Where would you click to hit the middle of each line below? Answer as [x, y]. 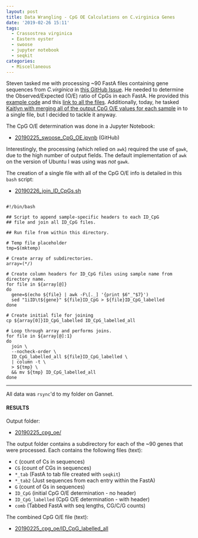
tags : [13, 28]
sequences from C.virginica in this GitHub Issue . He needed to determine [95, 90]
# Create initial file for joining [50, 316]
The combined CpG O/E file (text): [47, 517]
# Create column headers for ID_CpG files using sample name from [89, 274]
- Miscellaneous [31, 67]
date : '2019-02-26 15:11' [38, 22]
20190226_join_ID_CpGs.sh [48, 191]
